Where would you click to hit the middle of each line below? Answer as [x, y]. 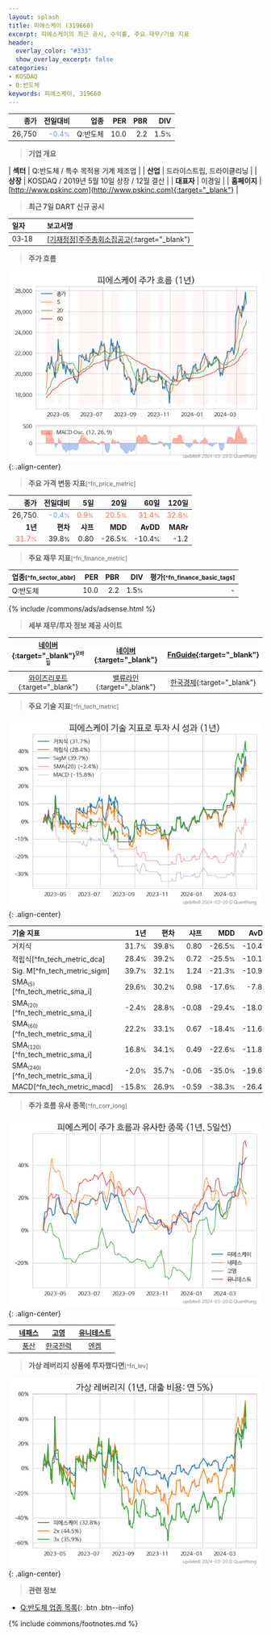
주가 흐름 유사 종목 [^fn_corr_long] [77, 1106]
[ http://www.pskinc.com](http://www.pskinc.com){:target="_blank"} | [123, 190]
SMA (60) [25, 1024]
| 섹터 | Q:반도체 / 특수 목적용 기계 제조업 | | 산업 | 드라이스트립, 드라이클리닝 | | [133, 170]
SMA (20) [25, 1003]
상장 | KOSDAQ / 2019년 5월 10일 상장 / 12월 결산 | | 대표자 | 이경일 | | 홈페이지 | [135, 181]
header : [21, 43]
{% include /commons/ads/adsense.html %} [82, 609]
